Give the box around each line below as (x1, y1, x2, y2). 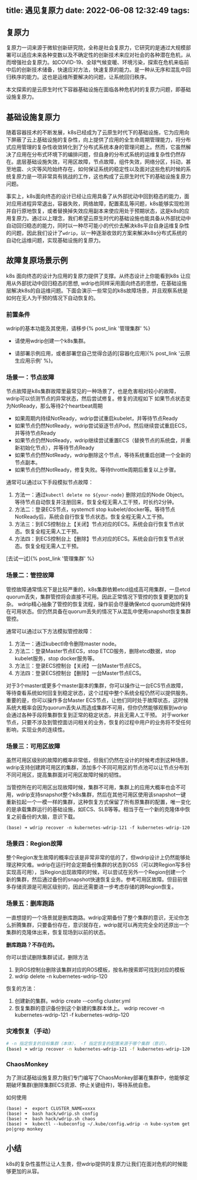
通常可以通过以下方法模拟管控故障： (6, 627, 94, 634)
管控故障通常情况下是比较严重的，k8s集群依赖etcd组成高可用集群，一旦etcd (6, 586, 191, 593)
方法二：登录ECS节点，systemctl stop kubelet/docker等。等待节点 (14, 506, 176, 513)
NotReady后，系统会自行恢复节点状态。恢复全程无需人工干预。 (14, 513, 167, 520)
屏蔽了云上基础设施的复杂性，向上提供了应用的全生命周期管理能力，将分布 (11, 136, 191, 143)
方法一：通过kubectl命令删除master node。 (14, 640, 120, 647)
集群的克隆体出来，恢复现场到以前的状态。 (6, 929, 109, 936)
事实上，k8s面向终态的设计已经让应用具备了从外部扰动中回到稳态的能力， (6, 193, 185, 200)
